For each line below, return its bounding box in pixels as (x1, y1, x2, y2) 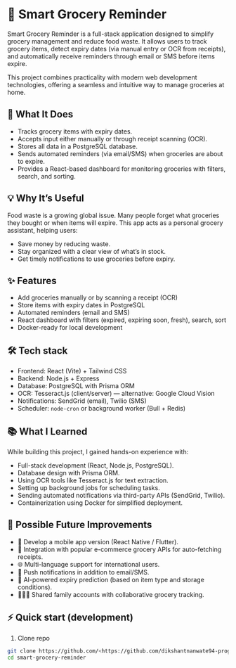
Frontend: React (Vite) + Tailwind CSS (17, 367, 127, 375)
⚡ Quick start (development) (7, 612, 133, 624)
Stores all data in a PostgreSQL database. (17, 142, 138, 150)
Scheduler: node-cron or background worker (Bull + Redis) (17, 404, 186, 413)
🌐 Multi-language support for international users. (17, 560, 160, 568)
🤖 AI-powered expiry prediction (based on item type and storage (17, 575, 205, 584)
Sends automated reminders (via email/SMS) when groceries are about (17, 149, 223, 158)
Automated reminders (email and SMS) (17, 309, 130, 317)
